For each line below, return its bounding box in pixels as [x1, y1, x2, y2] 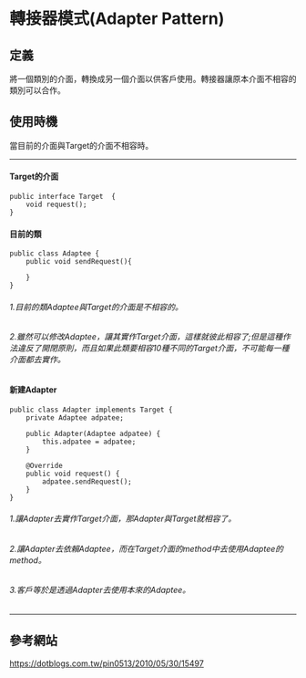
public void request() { [25, 469, 120, 478]
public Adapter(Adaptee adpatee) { [25, 429, 161, 438]
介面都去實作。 [9, 354, 66, 365]
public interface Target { [9, 193, 117, 202]
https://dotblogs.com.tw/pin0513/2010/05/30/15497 [9, 658, 205, 669]
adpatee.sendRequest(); [42, 476, 132, 486]
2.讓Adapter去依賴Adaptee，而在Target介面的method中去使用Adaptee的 [9, 543, 284, 554]
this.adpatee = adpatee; [42, 437, 137, 446]
